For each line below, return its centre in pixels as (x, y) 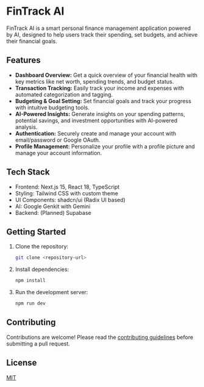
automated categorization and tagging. (64, 94)
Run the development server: (51, 292)
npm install (30, 281)
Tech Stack (28, 172)
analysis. (26, 127)
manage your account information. (58, 153)
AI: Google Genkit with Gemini (53, 206)
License (22, 363)
